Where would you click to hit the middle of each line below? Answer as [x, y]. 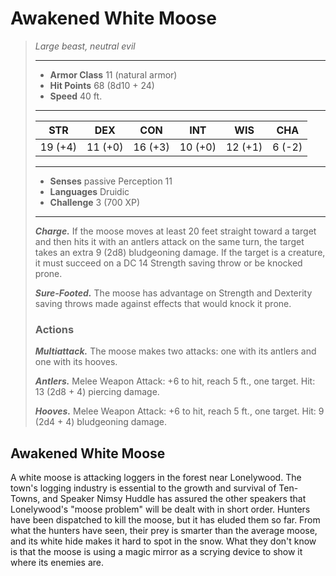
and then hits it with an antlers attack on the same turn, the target [169, 241]
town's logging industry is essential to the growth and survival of [143, 488]
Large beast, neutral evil [85, 46]
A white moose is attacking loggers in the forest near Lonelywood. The [156, 478]
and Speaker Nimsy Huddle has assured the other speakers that [174, 499]
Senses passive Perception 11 [111, 181]
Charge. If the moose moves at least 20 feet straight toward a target [175, 231]
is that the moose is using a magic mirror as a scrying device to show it [156, 552]
